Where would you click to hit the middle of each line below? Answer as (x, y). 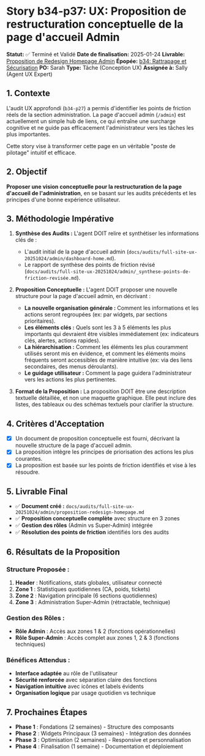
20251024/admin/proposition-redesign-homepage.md (80, 512)
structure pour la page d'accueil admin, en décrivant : (83, 296)
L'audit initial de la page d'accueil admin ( (76, 252)
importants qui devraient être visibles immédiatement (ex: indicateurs (111, 334)
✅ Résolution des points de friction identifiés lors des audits (92, 532)
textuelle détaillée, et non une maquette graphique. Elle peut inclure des (106, 398)
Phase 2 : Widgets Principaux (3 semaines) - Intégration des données (103, 733)
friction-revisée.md (50, 279)
